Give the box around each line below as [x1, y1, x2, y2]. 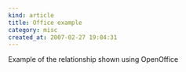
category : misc [8, 26, 58, 34]
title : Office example [8, 19, 82, 27]
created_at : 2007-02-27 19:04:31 [8, 33, 118, 41]
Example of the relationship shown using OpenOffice [8, 55, 179, 64]
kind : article [8, 11, 55, 20]
